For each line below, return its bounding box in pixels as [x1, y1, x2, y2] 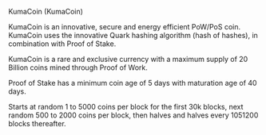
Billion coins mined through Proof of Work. [8, 63, 148, 72]
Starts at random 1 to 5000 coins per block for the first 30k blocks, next [8, 102, 244, 111]
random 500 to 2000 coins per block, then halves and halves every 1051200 [8, 110, 259, 120]
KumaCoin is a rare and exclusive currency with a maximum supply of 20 [8, 55, 248, 64]
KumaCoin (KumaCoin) [8, 7, 84, 16]
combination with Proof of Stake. [8, 39, 117, 48]
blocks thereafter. [8, 119, 66, 128]
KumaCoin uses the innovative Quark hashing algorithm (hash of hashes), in [8, 31, 258, 40]
